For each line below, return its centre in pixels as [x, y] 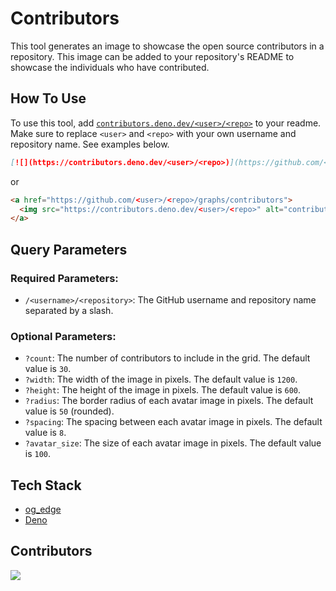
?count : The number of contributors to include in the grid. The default [167, 358]
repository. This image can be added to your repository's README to [152, 56]
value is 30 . [48, 369]
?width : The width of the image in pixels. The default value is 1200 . [161, 379]
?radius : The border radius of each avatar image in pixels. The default [169, 401]
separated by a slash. [69, 310]
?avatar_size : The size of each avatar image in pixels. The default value [173, 443]
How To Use [48, 98]
